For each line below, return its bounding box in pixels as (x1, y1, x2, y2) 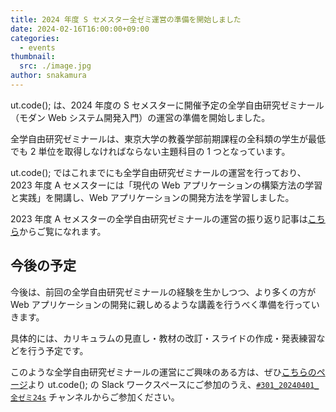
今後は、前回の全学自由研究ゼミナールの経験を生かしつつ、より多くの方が (10, 286, 317, 298)
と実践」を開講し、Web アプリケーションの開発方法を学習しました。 (10, 191, 295, 203)
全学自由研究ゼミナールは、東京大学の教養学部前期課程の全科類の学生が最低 (10, 132, 326, 145)
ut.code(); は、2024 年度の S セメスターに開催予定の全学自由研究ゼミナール (10, 99, 325, 111)
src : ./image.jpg (19, 61, 92, 71)
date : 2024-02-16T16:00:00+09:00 (10, 24, 150, 34)
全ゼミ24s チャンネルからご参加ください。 (10, 391, 180, 403)
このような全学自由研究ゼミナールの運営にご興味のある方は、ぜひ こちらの (10, 366, 317, 378)
